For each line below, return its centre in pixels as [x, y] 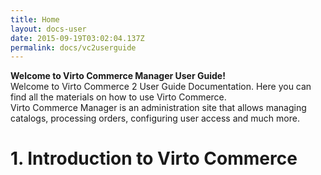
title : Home [35, 19]
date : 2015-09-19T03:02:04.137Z [77, 38]
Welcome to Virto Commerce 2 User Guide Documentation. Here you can [161, 87]
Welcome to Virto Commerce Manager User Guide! [118, 76]
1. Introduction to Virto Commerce [154, 158]
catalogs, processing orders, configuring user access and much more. [155, 118]
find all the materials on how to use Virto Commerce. [118, 97]
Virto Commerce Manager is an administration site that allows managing [158, 108]
